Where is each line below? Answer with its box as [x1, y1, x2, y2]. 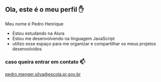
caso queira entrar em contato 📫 [5, 58, 85, 65]
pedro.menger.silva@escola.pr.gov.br [5, 71, 81, 77]
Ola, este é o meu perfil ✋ [5, 5, 84, 14]
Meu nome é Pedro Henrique [5, 20, 64, 27]
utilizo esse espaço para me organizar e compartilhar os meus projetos [12, 41, 156, 46]
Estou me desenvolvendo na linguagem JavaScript [12, 35, 115, 41]
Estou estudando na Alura [12, 30, 65, 36]
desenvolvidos [12, 46, 42, 52]
